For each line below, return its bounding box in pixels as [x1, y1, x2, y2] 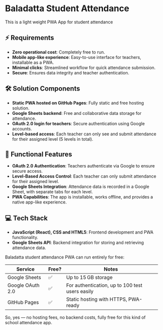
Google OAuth [7, 282, 40, 289]
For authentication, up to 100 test [66, 282, 143, 289]
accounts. [12, 126, 33, 131]
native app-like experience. [12, 199, 67, 205]
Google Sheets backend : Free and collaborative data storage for [12, 110, 142, 116]
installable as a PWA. [12, 59, 54, 65]
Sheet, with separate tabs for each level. [12, 189, 93, 195]
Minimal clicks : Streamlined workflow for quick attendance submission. [12, 64, 156, 71]
